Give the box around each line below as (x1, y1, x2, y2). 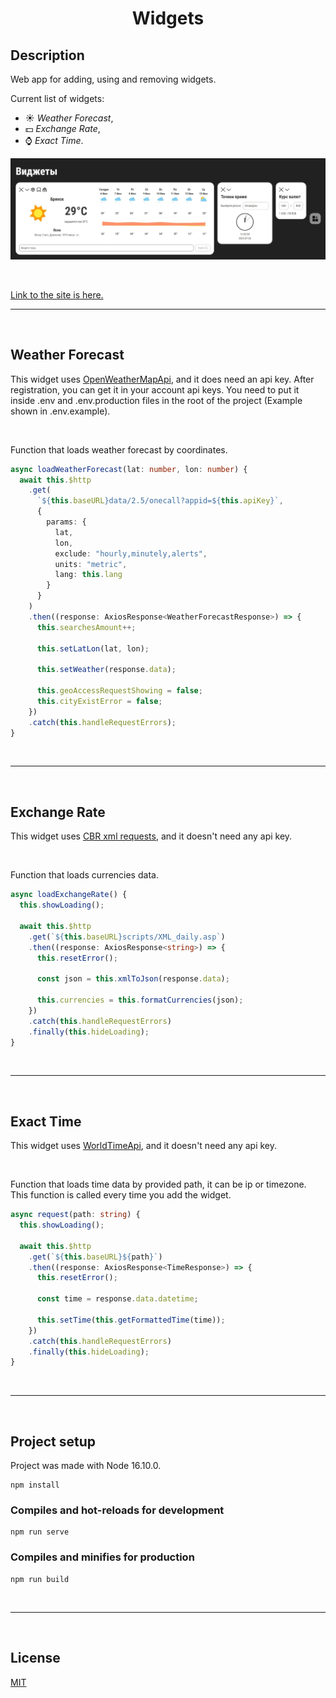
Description (10, 47, 85, 64)
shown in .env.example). (10, 405, 111, 417)
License (10, 1650, 61, 1667)
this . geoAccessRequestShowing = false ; (36, 686, 203, 696)
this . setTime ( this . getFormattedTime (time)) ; (36, 1315, 226, 1325)
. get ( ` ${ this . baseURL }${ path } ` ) (28, 1252, 163, 1262)
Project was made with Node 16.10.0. (10, 1460, 162, 1472)
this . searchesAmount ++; (36, 622, 137, 632)
